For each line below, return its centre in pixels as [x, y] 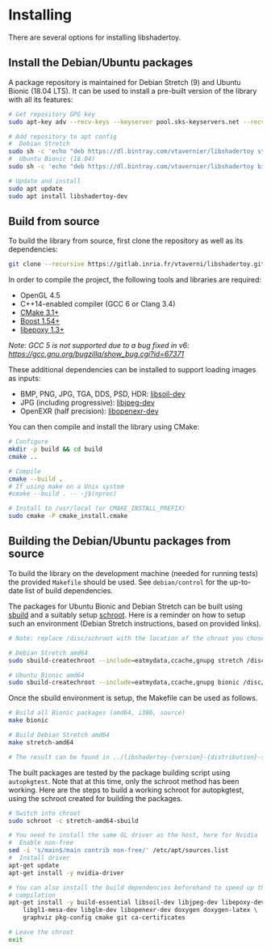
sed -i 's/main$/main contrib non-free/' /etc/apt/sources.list [119, 850]
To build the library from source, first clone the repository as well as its [126, 241]
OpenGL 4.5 [40, 295]
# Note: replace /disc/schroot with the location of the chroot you [126, 638]
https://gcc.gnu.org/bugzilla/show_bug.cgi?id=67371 [96, 354]
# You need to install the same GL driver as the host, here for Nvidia [133, 835]
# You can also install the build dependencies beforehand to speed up [131, 888]
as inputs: [25, 379]
